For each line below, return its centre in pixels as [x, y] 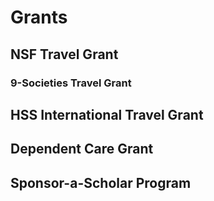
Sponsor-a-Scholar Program [101, 182]
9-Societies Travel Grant [71, 83]
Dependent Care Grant [82, 149]
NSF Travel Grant [64, 54]
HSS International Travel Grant [107, 114]
